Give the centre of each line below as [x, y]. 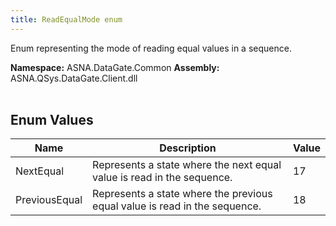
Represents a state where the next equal [187, 165]
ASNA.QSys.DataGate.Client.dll [74, 78]
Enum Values [52, 120]
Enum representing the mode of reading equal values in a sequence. [151, 48]
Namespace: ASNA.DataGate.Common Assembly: [115, 67]
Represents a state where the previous [182, 194]
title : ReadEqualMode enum [66, 19]
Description [188, 148]
